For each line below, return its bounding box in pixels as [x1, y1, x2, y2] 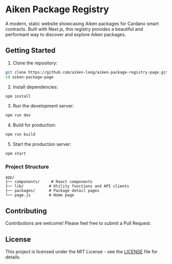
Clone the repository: [12, 60, 58, 66]
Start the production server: [12, 141, 72, 147]
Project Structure [5, 163, 49, 170]
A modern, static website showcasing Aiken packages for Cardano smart [5, 20, 159, 27]
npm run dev [5, 113, 31, 118]
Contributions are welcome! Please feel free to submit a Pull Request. [5, 220, 152, 226]
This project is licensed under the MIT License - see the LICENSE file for [5, 248, 158, 254]
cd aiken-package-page [5, 74, 54, 80]
